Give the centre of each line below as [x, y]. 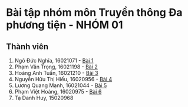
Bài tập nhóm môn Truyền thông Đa [94, 13]
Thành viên [27, 46]
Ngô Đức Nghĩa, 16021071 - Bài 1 [54, 61]
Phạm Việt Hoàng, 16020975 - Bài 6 [58, 92]
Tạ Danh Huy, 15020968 [44, 98]
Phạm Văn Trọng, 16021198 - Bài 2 [56, 67]
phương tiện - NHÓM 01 [65, 25]
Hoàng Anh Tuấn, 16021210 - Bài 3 [56, 73]
